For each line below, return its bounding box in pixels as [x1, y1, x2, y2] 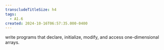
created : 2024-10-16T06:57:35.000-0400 [5, 21, 88, 26]
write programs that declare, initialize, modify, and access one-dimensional [5, 34, 159, 40]
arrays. [5, 40, 20, 46]
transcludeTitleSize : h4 [5, 7, 57, 12]
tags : [5, 12, 16, 17]
